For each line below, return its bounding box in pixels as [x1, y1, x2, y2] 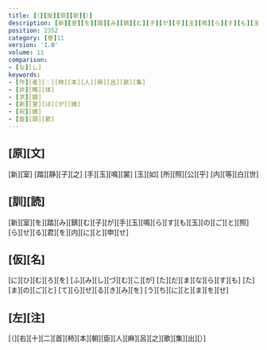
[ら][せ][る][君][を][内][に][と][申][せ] [8, 227, 130, 237]
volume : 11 [8, 49, 44, 56]
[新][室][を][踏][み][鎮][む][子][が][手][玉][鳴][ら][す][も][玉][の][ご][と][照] [8, 217, 250, 227]
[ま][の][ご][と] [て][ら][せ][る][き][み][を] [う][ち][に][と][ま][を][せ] [8, 286, 229, 295]
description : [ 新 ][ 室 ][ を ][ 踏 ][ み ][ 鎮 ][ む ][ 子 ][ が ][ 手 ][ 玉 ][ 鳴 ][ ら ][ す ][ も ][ [8, 19, 254, 27]
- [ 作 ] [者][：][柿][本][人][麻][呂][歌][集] [8, 78, 146, 86]
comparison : [8, 56, 48, 64]
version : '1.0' [8, 41, 59, 49]
